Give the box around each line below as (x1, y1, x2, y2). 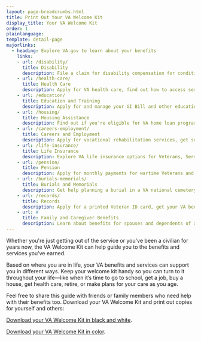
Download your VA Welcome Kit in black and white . (6, 316, 133, 324)
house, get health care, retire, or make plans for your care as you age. (6, 280, 178, 288)
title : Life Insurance (22, 148, 79, 154)
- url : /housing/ (17, 109, 60, 115)
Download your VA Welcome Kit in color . (6, 328, 106, 335)
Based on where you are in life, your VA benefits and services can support (6, 261, 190, 268)
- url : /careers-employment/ (17, 126, 90, 132)
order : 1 (6, 25, 28, 32)
